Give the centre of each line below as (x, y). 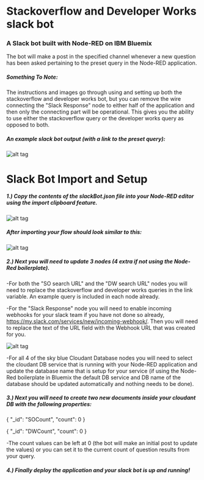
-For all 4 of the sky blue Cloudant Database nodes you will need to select (100, 358)
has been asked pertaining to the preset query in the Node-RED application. (102, 63)
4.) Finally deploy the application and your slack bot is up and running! (98, 470)
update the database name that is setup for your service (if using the (93, 371)
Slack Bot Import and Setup (77, 179)
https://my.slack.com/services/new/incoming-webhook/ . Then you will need (102, 321)
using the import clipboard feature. (52, 203)
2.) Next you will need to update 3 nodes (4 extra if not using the (89, 261)
